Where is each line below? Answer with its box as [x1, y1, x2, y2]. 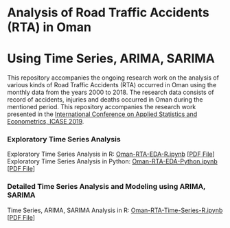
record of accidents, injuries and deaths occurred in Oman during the [7, 95, 203, 104]
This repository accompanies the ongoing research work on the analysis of [7, 73, 220, 82]
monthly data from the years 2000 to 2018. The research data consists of [7, 88, 214, 97]
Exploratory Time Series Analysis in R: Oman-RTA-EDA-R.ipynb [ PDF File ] [7, 150, 215, 159]
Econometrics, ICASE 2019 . [7, 117, 84, 126]
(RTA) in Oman [7, 19, 91, 35]
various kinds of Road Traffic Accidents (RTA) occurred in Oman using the [7, 81, 217, 89]
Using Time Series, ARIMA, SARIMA [7, 51, 215, 67]
